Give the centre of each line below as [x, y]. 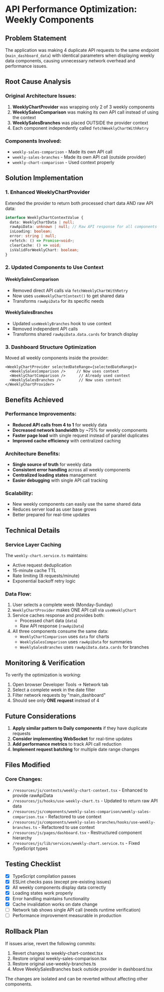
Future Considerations [41, 716]
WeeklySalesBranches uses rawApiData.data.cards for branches [84, 647]
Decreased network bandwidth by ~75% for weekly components [80, 430]
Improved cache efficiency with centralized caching [67, 440]
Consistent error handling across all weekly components [71, 470]
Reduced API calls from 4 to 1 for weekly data [60, 424]
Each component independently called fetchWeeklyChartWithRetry [80, 128]
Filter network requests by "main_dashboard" [59, 695]
